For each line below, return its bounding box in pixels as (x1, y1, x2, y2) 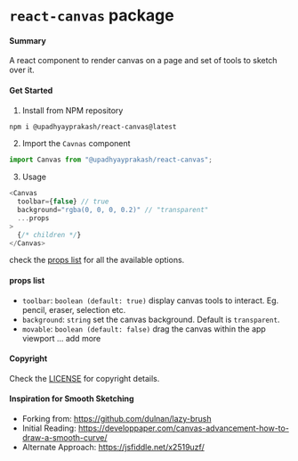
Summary (9, 35, 46, 45)
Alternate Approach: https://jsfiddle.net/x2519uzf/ (21, 442, 205, 453)
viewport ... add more (21, 333, 101, 343)
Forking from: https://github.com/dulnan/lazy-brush (21, 414, 212, 424)
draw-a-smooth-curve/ (21, 432, 109, 443)
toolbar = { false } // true (17, 197, 109, 206)
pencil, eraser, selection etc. (21, 304, 126, 315)
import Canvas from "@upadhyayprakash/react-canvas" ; (9, 155, 213, 165)
